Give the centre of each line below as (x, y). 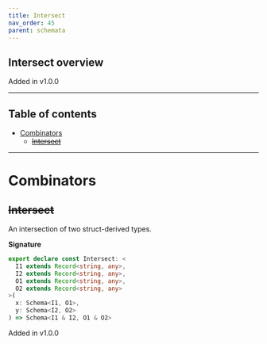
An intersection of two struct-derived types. (80, 229)
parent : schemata (37, 30)
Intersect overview (56, 62)
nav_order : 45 (32, 23)
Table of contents (52, 114)
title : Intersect (37, 15)
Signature (25, 244)
